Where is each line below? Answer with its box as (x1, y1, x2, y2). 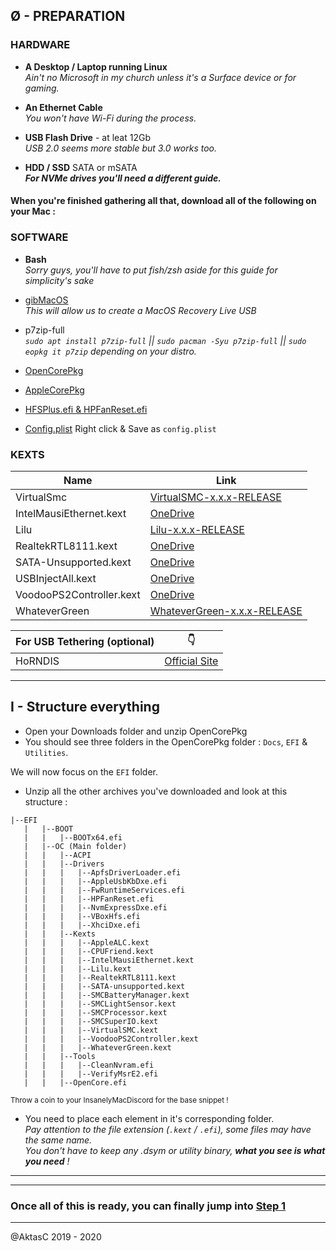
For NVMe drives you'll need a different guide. (24, 172, 222, 184)
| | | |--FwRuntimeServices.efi (23, 885, 186, 895)
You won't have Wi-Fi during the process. (24, 112, 197, 124)
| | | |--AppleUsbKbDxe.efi (23, 876, 168, 886)
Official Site (164, 654, 219, 668)
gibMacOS (24, 294, 69, 306)
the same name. (24, 1134, 93, 1146)
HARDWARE (10, 38, 71, 52)
